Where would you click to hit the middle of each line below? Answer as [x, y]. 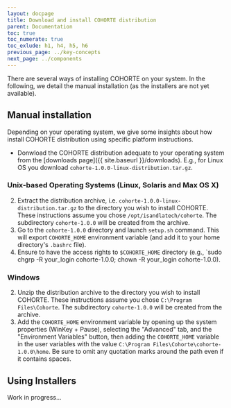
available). [22, 93]
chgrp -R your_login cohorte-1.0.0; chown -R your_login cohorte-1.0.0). [119, 259]
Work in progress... [34, 397]
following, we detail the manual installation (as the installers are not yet [108, 86]
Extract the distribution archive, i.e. [67, 200]
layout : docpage [31, 14]
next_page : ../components [44, 59]
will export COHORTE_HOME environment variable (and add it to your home [119, 237]
